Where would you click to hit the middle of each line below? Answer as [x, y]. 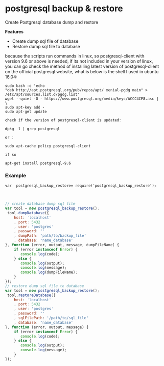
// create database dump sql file [40, 204]
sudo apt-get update [26, 112]
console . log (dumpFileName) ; [49, 272]
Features [14, 31]
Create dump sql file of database [45, 41]
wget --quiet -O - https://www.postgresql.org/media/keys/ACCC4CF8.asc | [82, 99]
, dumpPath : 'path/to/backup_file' [50, 236]
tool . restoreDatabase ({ [31, 295]
